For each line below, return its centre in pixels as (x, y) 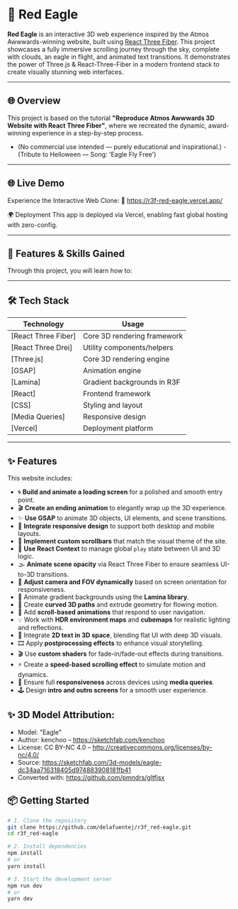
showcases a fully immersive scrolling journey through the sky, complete (113, 49)
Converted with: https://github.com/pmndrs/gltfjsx (91, 777)
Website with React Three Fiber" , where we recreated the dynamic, (107, 125)
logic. (25, 556)
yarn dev (20, 899)
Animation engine (112, 370)
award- (219, 125)
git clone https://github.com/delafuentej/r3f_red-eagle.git (100, 827)
